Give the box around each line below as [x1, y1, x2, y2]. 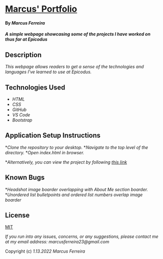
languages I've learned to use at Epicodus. [5, 69, 92, 75]
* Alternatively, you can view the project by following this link [5, 159, 127, 165]
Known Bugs [5, 173, 45, 182]
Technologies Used [5, 83, 65, 91]
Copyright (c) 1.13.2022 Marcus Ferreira [5, 248, 86, 254]
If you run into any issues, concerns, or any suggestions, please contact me [5, 233, 159, 239]
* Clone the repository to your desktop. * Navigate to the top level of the [5, 144, 148, 150]
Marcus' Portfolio [5, 3, 77, 15]
